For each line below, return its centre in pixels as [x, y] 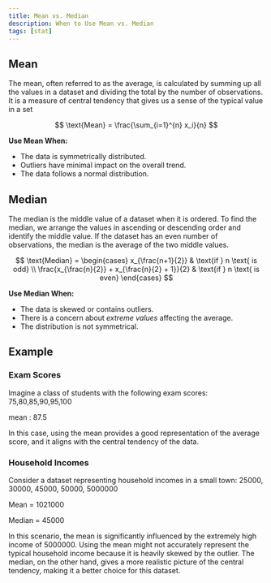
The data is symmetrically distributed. [83, 157]
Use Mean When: [38, 141]
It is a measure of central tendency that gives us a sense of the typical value [136, 101]
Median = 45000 [37, 520]
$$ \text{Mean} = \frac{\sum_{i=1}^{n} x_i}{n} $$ [136, 125]
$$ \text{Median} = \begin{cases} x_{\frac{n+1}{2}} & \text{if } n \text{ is [136, 260]
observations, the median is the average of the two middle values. [118, 245]
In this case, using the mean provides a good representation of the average [134, 433]
